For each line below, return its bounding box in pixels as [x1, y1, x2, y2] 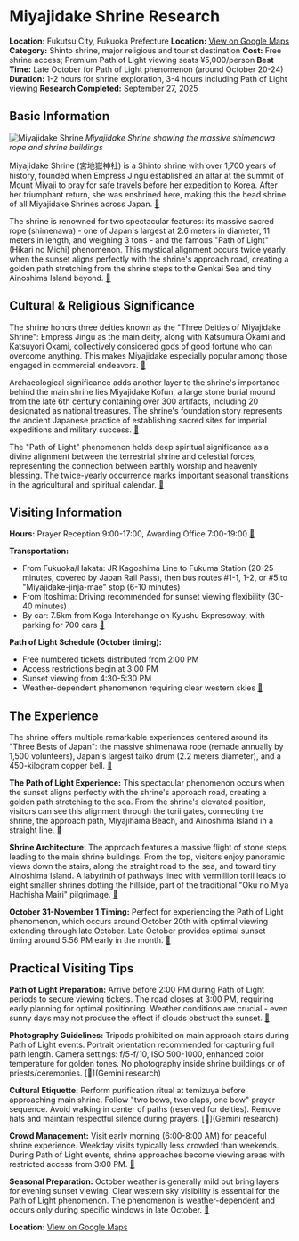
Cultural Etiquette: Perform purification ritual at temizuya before [9, 1085, 246, 1095]
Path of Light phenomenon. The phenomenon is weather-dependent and [9, 1195, 276, 1205]
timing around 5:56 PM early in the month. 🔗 [9, 935, 171, 946]
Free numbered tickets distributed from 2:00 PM [21, 654, 199, 665]
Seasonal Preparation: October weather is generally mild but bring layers [9, 1176, 279, 1187]
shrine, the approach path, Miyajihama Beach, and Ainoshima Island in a [9, 816, 274, 826]
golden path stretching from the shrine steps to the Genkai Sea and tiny [9, 262, 271, 273]
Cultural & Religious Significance [9, 298, 196, 313]
